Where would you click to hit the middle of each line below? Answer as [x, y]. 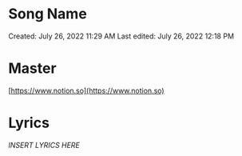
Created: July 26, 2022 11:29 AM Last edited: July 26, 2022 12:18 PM [121, 36]
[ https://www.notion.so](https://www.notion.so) [87, 90]
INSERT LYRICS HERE [44, 145]
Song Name [48, 14]
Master [33, 68]
